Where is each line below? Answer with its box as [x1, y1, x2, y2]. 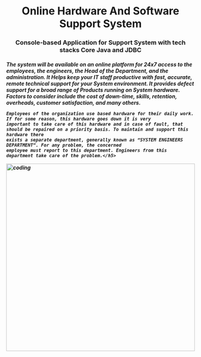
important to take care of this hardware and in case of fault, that [6, 121, 184, 127]
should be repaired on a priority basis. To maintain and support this [6, 126, 188, 133]
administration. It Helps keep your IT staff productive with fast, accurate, [6, 73, 193, 80]
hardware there [6, 131, 44, 137]
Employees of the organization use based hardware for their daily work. [6, 110, 194, 116]
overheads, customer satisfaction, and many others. [6, 99, 141, 106]
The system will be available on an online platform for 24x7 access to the [6, 61, 193, 68]
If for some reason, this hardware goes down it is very [6, 116, 151, 122]
